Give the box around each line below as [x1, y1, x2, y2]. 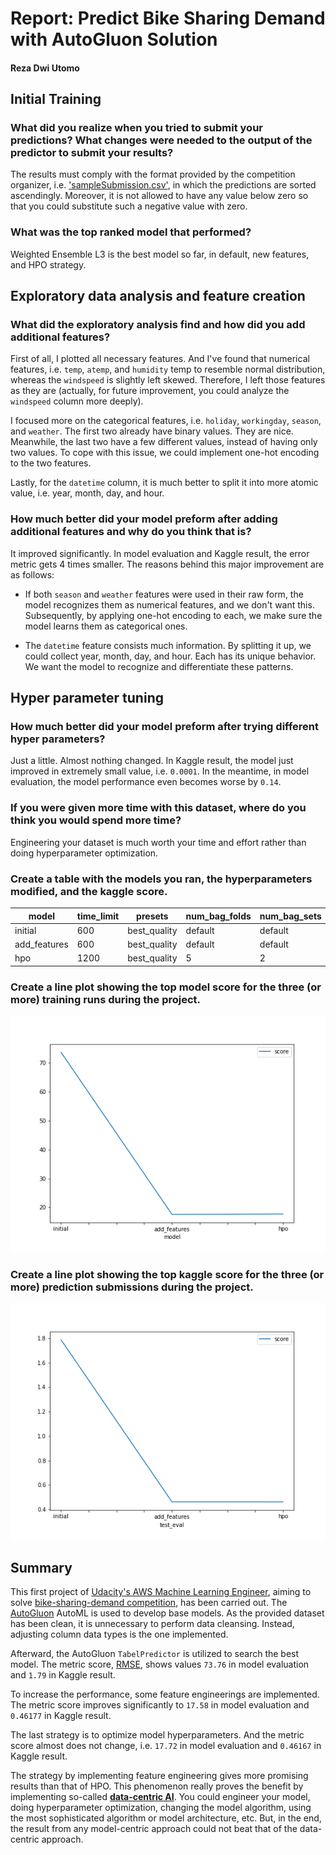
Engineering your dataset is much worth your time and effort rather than [10, 836, 307, 848]
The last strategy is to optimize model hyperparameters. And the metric [10, 1729, 305, 1741]
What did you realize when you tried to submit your [10, 121, 263, 135]
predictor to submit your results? [10, 146, 174, 160]
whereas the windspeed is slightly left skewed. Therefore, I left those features [10, 374, 326, 386]
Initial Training [10, 91, 102, 108]
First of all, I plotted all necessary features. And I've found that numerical [10, 353, 310, 365]
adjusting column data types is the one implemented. [10, 1628, 229, 1641]
